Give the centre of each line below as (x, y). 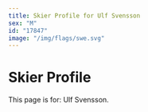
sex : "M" (23, 23)
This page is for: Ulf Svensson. (58, 100)
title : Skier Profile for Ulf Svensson (74, 16)
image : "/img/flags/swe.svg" (56, 38)
